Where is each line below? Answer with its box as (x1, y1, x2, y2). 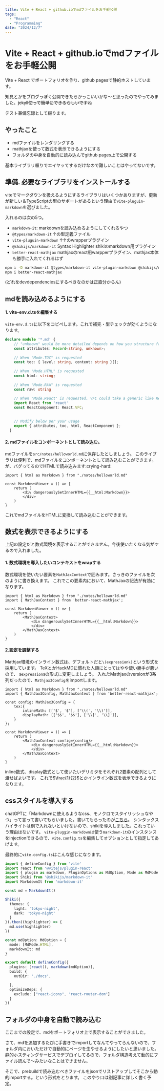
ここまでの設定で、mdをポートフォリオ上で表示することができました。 (5, 1029, 148, 1035)
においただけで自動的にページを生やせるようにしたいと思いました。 (21, 1046, 159, 1052)
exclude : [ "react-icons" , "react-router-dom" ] (14, 991, 110, 997)
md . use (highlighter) (9, 924, 51, 929)
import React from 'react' (14, 401, 69, 406)
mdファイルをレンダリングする (12, 140, 75, 146)
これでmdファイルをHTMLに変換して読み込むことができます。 (5, 512, 130, 518)
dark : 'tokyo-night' (14, 911, 56, 916)
